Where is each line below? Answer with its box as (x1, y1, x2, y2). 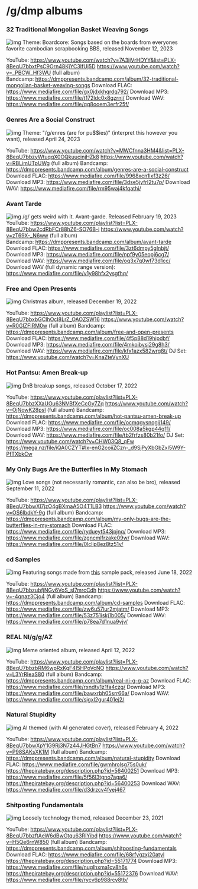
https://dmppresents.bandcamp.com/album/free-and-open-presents (6, 328, 174, 336)
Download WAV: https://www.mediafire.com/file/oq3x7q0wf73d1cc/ (6, 257, 171, 265)
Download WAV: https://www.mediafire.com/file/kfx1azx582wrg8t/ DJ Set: (6, 347, 187, 354)
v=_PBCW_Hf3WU (6, 69, 51, 77)
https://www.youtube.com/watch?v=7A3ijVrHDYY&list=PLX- (30, 56, 176, 63)
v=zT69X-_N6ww (6, 232, 48, 239)
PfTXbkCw (6, 450, 33, 458)
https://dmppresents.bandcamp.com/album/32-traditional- (35, 75, 179, 82)
